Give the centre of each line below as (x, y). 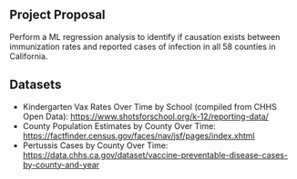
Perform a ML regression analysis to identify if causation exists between (145, 36)
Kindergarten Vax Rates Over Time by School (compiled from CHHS (150, 106)
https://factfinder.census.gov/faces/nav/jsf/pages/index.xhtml (138, 135)
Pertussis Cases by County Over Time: (95, 145)
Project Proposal (58, 15)
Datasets (36, 85)
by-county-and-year (61, 164)
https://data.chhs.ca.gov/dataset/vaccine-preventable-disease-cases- (155, 154)
